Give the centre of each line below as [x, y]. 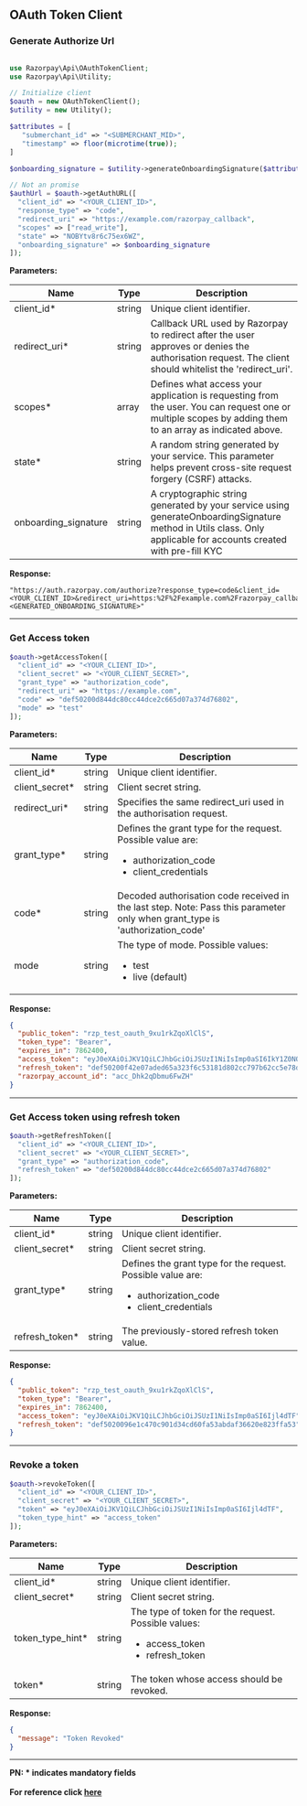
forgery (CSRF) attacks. [201, 479]
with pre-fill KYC [186, 551]
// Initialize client [51, 93]
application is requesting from [214, 395]
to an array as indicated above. [217, 430]
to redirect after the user [203, 335]
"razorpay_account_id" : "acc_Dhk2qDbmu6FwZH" [106, 1076]
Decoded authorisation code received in [203, 896]
